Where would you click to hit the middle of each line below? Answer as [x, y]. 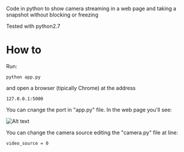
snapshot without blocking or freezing [52, 15]
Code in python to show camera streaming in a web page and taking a [91, 9]
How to [24, 50]
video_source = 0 [27, 143]
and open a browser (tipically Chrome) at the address [71, 88]
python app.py [24, 77]
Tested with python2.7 [33, 26]
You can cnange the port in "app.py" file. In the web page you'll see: [89, 110]
